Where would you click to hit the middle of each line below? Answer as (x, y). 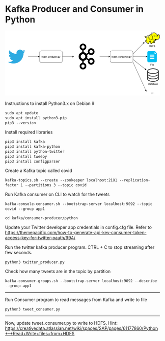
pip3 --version (21, 123)
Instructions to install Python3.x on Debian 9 (50, 103)
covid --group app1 (25, 209)
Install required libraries (29, 132)
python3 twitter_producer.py (35, 262)
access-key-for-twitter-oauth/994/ (40, 238)
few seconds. (19, 252)
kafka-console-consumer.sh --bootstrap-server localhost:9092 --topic (79, 204)
